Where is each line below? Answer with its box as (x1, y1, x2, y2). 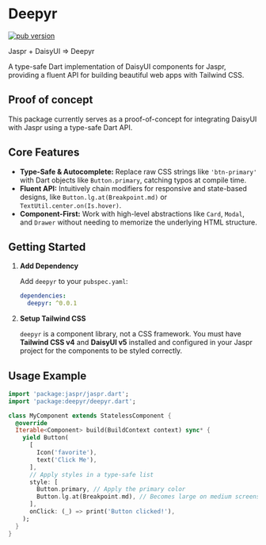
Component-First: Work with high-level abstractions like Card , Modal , (19, 209, 245, 218)
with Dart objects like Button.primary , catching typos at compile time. (19, 175, 247, 185)
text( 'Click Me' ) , (36, 455, 97, 464)
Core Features (8, 146, 80, 159)
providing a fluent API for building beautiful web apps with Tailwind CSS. (8, 70, 245, 79)
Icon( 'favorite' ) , (36, 449, 97, 457)
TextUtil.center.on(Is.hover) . (19, 200, 122, 210)
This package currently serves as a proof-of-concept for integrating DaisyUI (8, 114, 257, 124)
